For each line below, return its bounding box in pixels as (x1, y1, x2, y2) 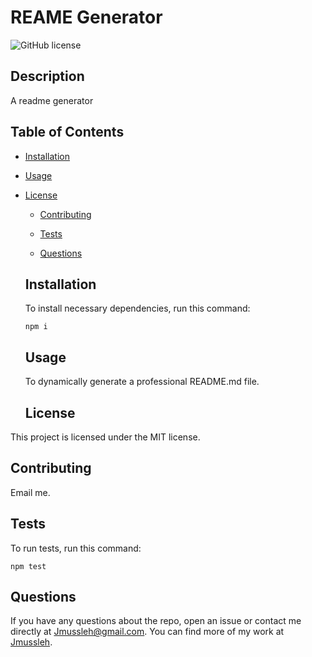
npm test (10, 561, 47, 571)
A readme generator (10, 94, 94, 106)
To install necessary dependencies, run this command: (24, 302, 251, 315)
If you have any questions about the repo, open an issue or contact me (10, 615, 302, 627)
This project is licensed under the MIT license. (10, 431, 201, 443)
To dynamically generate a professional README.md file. (24, 376, 260, 388)
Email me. (10, 486, 51, 498)
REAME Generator (10, 6, 163, 29)
